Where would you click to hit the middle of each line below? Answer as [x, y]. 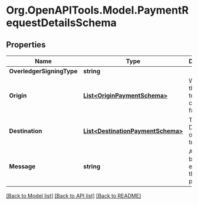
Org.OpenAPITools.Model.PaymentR [98, 10]
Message [22, 166]
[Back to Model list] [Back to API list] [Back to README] [74, 196]
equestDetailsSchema [61, 23]
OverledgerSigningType [43, 71]
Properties [26, 45]
